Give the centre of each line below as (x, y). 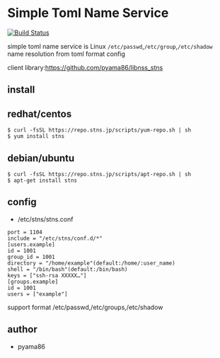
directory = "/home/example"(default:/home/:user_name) (91, 263)
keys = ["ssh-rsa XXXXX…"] (47, 275)
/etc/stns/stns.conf (45, 219)
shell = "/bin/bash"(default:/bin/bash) (68, 269)
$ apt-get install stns (42, 180)
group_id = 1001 (31, 257)
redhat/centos (40, 114)
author (22, 329)
